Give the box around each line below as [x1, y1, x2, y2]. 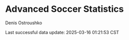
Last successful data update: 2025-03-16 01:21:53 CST [5, 29, 119, 35]
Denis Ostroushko [5, 20, 43, 26]
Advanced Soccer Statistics [5, 3, 124, 15]
